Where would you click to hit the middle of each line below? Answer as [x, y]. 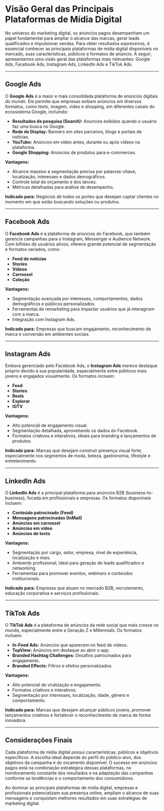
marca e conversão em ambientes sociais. [47, 334]
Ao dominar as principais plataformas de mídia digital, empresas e [72, 787]
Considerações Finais [39, 740]
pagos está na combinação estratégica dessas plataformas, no [68, 767]
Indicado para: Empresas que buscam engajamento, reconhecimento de [78, 329]
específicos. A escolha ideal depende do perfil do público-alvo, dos [73, 757]
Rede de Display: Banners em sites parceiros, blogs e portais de [77, 131]
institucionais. [26, 579]
